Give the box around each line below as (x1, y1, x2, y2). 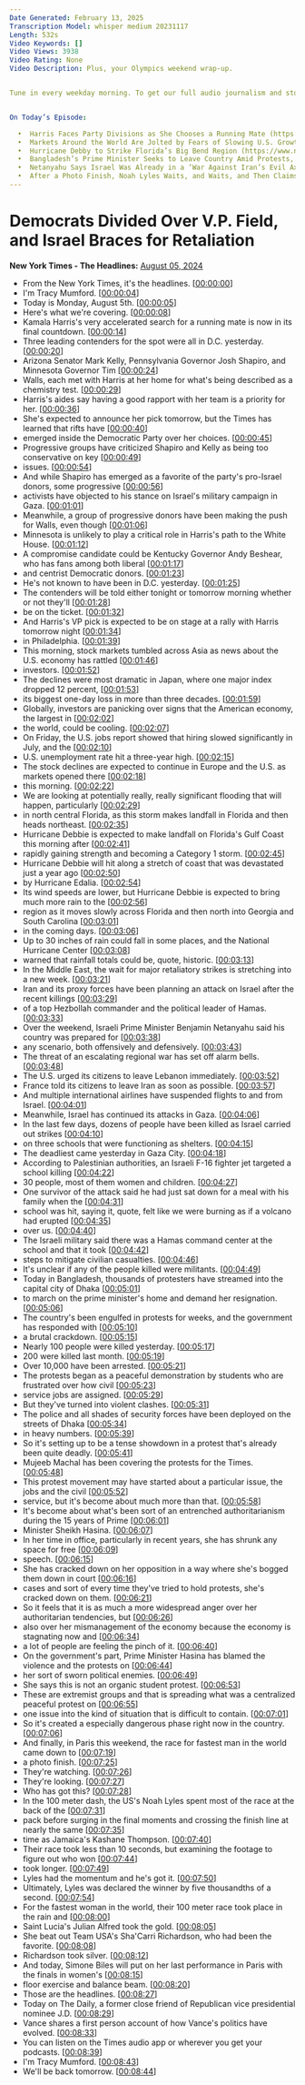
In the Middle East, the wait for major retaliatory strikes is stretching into (22, 963, 292, 974)
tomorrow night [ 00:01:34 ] (22, 625, 122, 637)
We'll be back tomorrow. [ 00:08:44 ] (22, 2066, 157, 2077)
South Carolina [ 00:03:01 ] (22, 915, 120, 926)
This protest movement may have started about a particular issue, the (22, 1476, 283, 1487)
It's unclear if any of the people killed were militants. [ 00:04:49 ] (22, 1264, 261, 1274)
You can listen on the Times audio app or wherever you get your (22, 2037, 263, 2048)
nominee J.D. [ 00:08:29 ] (22, 2008, 115, 2019)
